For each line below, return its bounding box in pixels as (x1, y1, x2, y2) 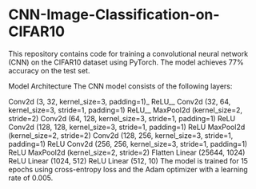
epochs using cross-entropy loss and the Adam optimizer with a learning (8, 164, 248, 174)
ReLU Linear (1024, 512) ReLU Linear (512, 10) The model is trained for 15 (8, 156, 248, 165)
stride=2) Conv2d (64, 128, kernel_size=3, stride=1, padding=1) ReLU (8, 113, 236, 123)
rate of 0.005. (8, 173, 54, 183)
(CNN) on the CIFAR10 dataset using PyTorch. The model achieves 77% (8, 57, 244, 67)
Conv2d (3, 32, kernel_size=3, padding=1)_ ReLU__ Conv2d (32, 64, (8, 96, 231, 106)
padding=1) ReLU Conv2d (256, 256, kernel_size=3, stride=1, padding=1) (8, 139, 248, 148)
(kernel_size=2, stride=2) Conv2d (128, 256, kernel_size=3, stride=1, (8, 130, 234, 140)
